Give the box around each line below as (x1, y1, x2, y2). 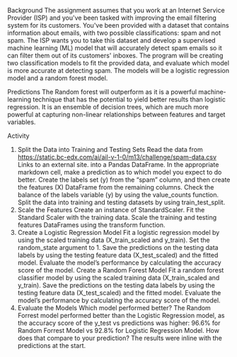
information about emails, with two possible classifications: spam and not (7, 28, 221, 37)
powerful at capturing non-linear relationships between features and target (7, 110, 226, 119)
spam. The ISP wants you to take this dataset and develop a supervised (7, 36, 216, 45)
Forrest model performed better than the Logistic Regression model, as (17, 312, 225, 319)
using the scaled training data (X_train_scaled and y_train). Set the (17, 236, 210, 244)
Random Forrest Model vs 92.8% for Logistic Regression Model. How (17, 326, 219, 334)
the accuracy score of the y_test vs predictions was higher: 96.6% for (17, 319, 221, 327)
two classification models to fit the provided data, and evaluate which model (7, 59, 230, 67)
